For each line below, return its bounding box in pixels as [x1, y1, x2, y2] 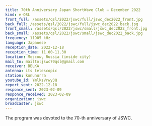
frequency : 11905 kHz [5, 36, 51, 41]
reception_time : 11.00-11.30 [5, 49, 66, 54]
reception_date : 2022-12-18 [5, 45, 64, 50]
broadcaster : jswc [5, 101, 44, 106]
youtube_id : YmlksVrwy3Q [5, 78, 57, 83]
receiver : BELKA [5, 64, 39, 69]
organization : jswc [5, 96, 46, 101]
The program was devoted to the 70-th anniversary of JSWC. [5, 115, 132, 121]
